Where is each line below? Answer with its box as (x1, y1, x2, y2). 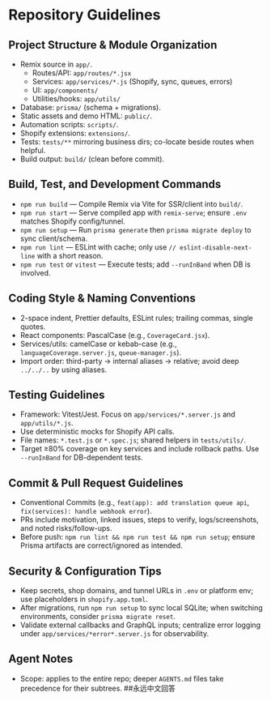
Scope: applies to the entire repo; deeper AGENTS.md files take (19, 673, 224, 683)
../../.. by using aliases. (19, 365, 108, 374)
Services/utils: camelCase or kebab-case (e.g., (19, 339, 177, 348)
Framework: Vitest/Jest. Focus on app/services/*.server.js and (19, 409, 236, 419)
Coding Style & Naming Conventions (8, 292, 196, 306)
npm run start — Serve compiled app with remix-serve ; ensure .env (19, 207, 248, 217)
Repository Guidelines (8, 6, 161, 24)
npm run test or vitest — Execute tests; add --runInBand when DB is (19, 259, 251, 269)
